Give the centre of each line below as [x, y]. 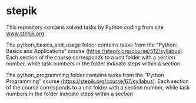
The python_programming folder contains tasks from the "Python [85, 75]
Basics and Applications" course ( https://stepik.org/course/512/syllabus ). [95, 51]
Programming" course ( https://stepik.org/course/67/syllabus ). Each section [98, 81]
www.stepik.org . [26, 33]
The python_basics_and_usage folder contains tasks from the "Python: [92, 45]
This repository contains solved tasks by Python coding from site [85, 27]
